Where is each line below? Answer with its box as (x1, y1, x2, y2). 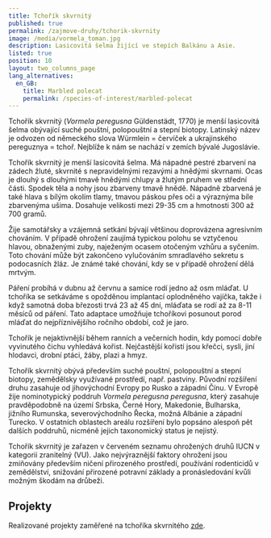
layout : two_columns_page (8, 65, 95, 73)
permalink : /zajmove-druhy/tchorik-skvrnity (8, 27, 161, 35)
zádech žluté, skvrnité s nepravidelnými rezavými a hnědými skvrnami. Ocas (8, 166, 263, 176)
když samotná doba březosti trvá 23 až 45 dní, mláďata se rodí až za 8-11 (8, 300, 252, 311)
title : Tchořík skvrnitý (8, 11, 92, 20)
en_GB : (15, 79, 38, 87)
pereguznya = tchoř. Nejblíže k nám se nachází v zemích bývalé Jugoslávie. (8, 142, 261, 152)
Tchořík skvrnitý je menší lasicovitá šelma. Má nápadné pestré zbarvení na (8, 158, 256, 168)
